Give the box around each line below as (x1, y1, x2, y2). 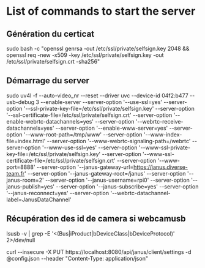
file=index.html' (6, 137, 46, 144)
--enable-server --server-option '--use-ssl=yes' (40, 98, 163, 105)
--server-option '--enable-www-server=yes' (55, 124, 168, 132)
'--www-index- (143, 130, 182, 138)
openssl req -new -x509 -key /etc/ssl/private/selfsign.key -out (6, 51, 164, 59)
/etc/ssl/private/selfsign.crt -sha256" (6, 58, 100, 65)
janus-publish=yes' (6, 182, 55, 190)
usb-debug (6, 98, 35, 105)
